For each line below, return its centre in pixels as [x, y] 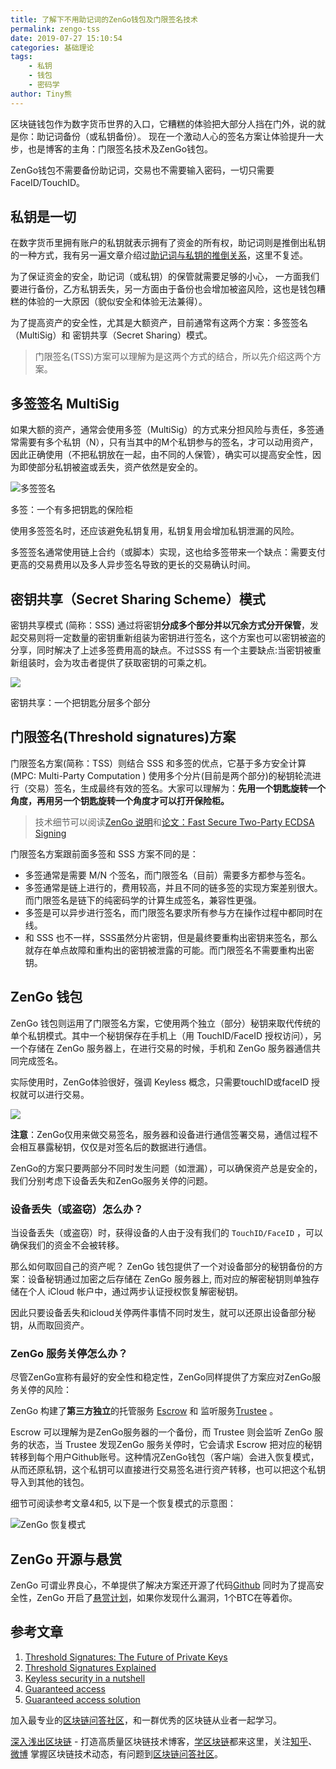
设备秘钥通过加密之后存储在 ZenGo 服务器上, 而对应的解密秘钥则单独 [169, 1278]
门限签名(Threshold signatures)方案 [123, 737]
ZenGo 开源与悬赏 [66, 1559]
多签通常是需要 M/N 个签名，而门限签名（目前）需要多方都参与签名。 [167, 875]
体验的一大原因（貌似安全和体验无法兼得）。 [117, 302]
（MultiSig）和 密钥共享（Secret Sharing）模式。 [111, 335]
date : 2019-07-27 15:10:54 [66, 38]
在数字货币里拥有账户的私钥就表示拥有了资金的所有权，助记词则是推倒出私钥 [168, 243]
